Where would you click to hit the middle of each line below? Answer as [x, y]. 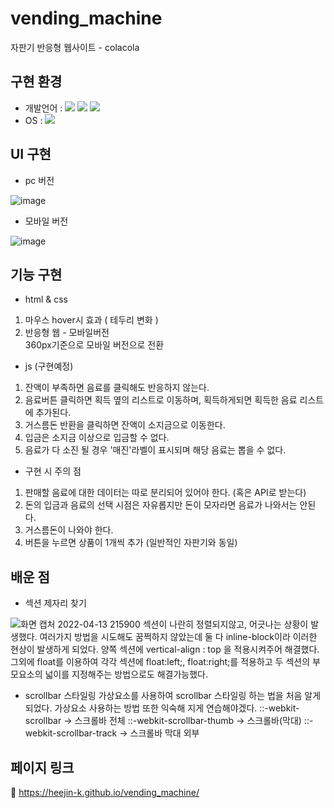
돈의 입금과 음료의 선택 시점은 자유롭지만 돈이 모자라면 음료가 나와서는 [161, 505]
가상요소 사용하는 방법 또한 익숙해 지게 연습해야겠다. [156, 708]
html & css [46, 299]
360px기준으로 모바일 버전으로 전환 [94, 345]
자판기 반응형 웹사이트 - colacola [75, 47]
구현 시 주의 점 [53, 471]
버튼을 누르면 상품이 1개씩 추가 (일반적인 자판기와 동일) [131, 543]
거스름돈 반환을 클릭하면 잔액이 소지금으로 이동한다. [125, 425]
